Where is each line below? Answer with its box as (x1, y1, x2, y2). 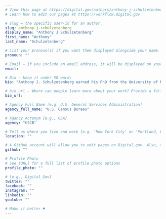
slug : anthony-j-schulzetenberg (5, 25, 72, 30)
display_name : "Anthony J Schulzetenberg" (5, 30, 94, 35)
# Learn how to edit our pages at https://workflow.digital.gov (5, 12, 140, 17)
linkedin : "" (5, 193, 32, 198)
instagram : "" (5, 188, 35, 193)
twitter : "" (5, 179, 30, 184)
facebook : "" (5, 183, 32, 188)
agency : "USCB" (5, 120, 37, 125)
